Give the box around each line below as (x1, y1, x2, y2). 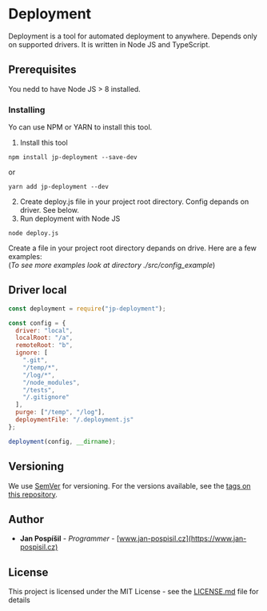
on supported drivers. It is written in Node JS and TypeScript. (8, 39, 210, 49)
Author (8, 513, 44, 526)
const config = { (8, 319, 66, 327)
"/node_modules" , (22, 378, 81, 386)
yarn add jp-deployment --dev (8, 183, 110, 191)
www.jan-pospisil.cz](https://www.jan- (118, 533, 247, 544)
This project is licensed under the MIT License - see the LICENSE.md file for (8, 587, 259, 597)
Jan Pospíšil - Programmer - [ (19, 533, 120, 544)
